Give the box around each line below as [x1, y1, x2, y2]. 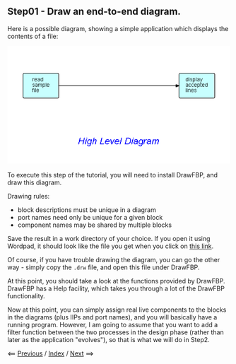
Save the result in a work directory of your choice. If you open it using [7, 235, 211, 243]
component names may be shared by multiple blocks [17, 221, 172, 229]
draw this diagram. [7, 178, 62, 187]
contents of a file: [7, 32, 59, 40]
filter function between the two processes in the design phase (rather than [7, 328, 224, 336]
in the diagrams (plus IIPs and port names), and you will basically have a [7, 313, 218, 322]
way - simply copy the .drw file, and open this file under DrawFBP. [7, 263, 200, 271]
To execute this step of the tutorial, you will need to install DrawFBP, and [7, 171, 218, 180]
